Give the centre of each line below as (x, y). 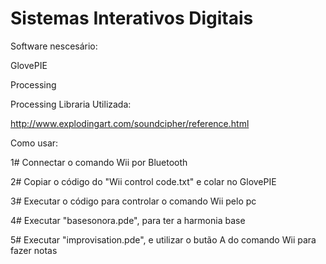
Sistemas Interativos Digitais (132, 18)
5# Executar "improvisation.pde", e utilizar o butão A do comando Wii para (163, 239)
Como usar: (34, 143)
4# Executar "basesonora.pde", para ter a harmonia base (128, 220)
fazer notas (34, 250)
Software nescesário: (54, 46)
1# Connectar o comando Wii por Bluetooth (99, 162)
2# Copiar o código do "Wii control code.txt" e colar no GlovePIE (143, 181)
